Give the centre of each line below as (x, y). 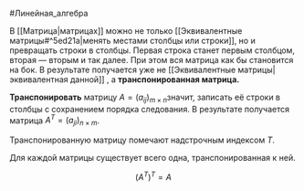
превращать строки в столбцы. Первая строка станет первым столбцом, (152, 50)
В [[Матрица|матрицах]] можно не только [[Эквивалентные (126, 31)
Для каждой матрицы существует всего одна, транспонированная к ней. (152, 158)
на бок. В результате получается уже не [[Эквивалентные (123, 69)
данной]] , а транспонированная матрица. (155, 80)
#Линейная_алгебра (49, 13)
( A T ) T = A (153, 176)
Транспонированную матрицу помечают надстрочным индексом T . (142, 140)
